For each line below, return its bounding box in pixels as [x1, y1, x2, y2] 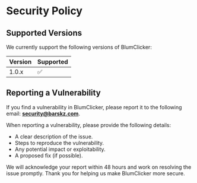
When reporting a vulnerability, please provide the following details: [6, 121, 171, 128]
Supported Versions [6, 28, 82, 38]
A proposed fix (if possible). [14, 152, 83, 159]
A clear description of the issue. [14, 132, 93, 140]
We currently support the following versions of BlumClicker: [6, 43, 152, 51]
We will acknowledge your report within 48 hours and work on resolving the [6, 163, 192, 171]
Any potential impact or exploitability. [14, 146, 106, 153]
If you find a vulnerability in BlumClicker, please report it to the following [6, 103, 182, 111]
